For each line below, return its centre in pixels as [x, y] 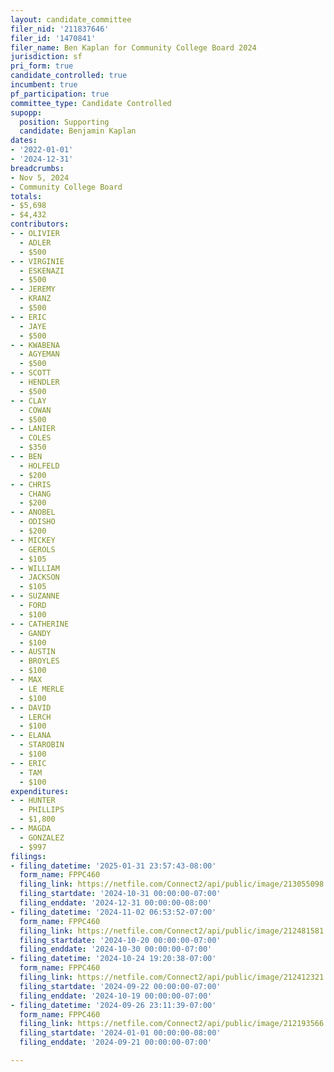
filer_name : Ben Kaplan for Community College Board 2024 [133, 47]
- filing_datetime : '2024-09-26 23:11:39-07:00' [113, 1005]
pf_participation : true [60, 94]
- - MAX [26, 680]
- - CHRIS [31, 484]
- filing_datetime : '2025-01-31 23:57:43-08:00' [113, 866]
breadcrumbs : [37, 168]
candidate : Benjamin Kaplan [78, 131]
